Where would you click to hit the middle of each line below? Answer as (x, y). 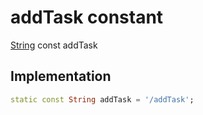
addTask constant (87, 17)
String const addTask (54, 45)
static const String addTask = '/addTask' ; (102, 99)
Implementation (61, 76)
